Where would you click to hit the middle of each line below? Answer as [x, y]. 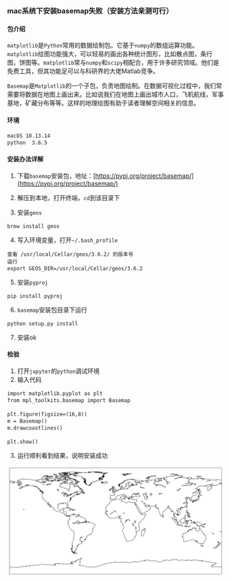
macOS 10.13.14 [29, 136]
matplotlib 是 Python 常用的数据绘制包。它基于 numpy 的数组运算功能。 [103, 46]
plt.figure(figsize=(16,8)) [47, 414]
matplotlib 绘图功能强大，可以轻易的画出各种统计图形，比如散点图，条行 [110, 54]
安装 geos [30, 212]
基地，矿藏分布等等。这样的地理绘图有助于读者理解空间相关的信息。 [103, 103]
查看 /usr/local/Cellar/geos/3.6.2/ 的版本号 [70, 254]
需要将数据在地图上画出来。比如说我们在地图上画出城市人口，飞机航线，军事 [115, 94]
